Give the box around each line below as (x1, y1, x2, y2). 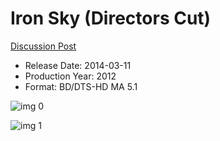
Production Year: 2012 (24, 70, 117, 82)
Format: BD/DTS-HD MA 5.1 (24, 80, 138, 92)
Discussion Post (10, 40, 77, 52)
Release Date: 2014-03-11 (24, 59, 132, 71)
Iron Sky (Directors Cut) (10, 7, 212, 30)
